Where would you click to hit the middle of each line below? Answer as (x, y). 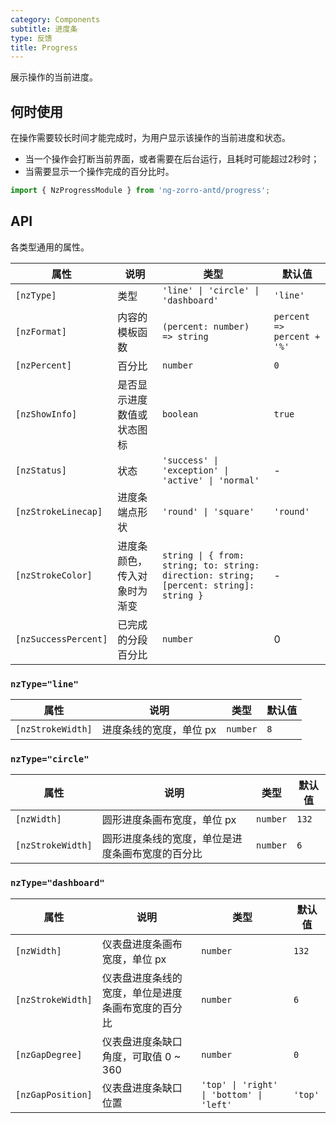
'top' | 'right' (239, 1084)
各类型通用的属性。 (50, 247)
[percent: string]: (208, 585)
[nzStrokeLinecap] (59, 511)
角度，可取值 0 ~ (141, 1056)
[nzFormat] (41, 331)
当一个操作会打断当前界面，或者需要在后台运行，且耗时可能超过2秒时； (172, 159)
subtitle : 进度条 (44, 29)
